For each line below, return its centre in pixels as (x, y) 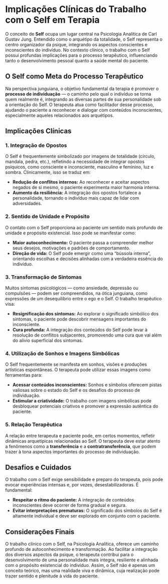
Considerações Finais (40, 532)
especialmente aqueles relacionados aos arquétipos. (60, 115)
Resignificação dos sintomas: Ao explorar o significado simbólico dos (86, 314)
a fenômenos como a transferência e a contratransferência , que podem (81, 446)
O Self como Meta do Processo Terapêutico (74, 76)
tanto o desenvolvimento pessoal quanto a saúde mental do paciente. (77, 60)
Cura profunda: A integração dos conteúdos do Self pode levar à (80, 330)
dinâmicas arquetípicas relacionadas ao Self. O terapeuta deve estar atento (83, 441)
